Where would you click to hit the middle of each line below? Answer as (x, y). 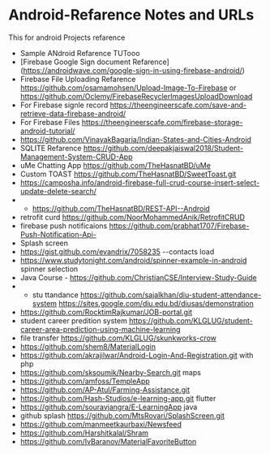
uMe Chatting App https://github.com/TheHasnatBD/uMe (115, 165)
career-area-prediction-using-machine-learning (100, 329)
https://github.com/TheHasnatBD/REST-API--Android (121, 208)
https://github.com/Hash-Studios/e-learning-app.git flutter (118, 398)
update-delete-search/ (58, 191)
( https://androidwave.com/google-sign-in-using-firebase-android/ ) (133, 70)
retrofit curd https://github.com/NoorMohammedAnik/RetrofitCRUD (133, 217)
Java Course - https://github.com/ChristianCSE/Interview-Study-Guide (138, 277)
